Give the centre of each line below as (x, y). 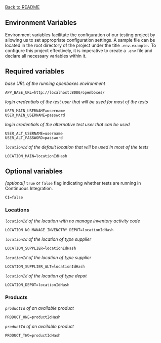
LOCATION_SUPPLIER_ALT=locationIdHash (45, 267)
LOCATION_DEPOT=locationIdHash (37, 285)
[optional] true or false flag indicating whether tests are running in (73, 183)
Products (17, 297)
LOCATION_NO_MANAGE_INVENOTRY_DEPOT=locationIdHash (59, 230)
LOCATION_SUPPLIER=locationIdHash (41, 248)
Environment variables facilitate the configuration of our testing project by (80, 35)
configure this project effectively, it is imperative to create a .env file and (79, 50)
